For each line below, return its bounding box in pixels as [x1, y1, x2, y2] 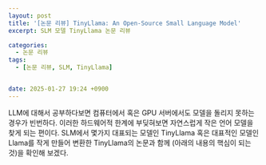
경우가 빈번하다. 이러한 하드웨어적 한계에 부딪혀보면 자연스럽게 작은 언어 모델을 [8, 118, 254, 127]
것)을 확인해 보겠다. [8, 147, 69, 157]
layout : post [8, 11, 52, 20]
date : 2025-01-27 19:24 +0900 [8, 85, 109, 93]
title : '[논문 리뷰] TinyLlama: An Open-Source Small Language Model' [8, 19, 242, 27]
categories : [8, 41, 48, 49]
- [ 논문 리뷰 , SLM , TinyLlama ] [15, 63, 113, 72]
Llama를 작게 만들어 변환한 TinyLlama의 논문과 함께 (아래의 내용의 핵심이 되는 [8, 138, 252, 147]
